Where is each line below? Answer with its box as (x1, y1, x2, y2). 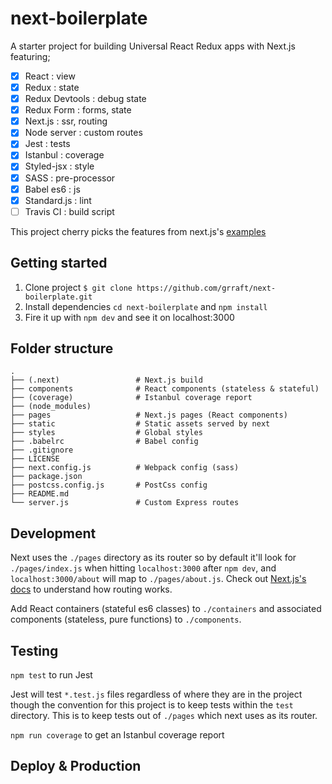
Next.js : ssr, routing (24, 115, 108, 127)
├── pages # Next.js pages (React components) (10, 410, 288, 421)
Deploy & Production (10, 758, 142, 775)
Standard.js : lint (24, 194, 92, 206)
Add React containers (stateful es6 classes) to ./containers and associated (10, 603, 322, 615)
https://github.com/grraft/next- (136, 283, 277, 293)
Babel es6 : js (24, 183, 81, 195)
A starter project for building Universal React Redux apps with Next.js (10, 40, 296, 52)
